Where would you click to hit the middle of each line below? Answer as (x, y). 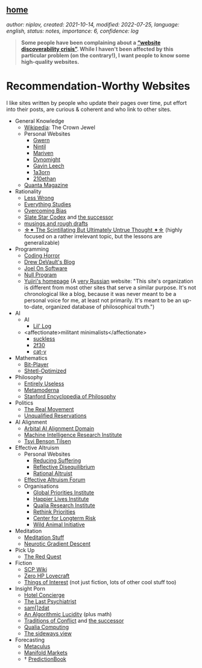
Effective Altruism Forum (55, 479)
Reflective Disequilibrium (64, 467)
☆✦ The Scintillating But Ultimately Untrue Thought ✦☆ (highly (103, 230)
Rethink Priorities (54, 511)
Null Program (40, 274)
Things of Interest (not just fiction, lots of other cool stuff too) (100, 582)
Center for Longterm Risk (65, 518)
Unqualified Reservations (55, 415)
